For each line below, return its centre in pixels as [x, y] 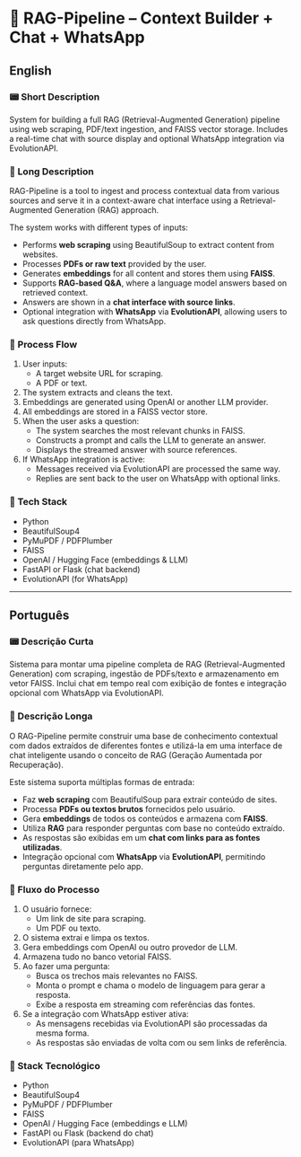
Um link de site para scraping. [90, 919]
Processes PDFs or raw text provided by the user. [114, 264]
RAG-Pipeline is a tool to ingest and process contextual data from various [145, 191]
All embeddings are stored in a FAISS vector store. [115, 411]
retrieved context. [55, 293]
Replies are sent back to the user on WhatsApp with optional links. [158, 479]
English [30, 71]
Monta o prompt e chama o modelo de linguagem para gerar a [150, 985]
